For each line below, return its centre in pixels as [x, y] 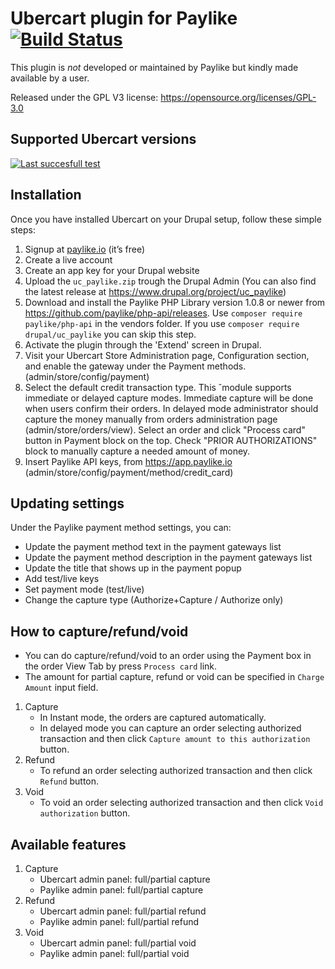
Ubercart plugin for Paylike [124, 18]
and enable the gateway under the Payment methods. [135, 366]
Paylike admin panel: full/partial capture [121, 890]
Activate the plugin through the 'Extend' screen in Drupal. [143, 344]
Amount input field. [61, 688]
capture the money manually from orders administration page [151, 419]
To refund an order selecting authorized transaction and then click [176, 771]
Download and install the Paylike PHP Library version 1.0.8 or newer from [175, 302]
